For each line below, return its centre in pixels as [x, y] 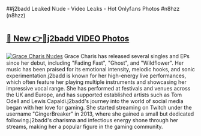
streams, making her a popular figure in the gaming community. [85, 126]
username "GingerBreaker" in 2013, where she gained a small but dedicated [100, 114]
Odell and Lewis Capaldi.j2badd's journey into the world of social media [95, 101]
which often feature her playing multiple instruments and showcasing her [97, 82]
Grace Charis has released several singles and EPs [127, 56]
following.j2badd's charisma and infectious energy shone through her [92, 120]
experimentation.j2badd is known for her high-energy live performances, [96, 75]
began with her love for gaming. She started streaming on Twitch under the [99, 107]
